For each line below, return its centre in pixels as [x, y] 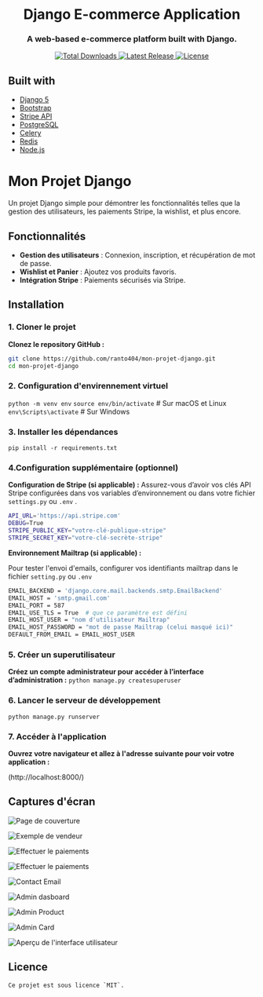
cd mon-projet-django [44, 366]
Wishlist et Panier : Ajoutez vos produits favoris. [98, 272]
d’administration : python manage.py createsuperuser [95, 680]
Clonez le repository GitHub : [56, 344]
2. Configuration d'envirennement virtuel [88, 386]
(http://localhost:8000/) [46, 777]
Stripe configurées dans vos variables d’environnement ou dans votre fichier [132, 493]
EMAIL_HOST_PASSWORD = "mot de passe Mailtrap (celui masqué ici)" [121, 627]
